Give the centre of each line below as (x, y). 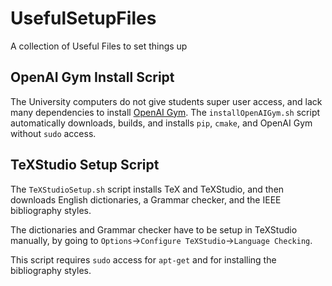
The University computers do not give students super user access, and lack (166, 101)
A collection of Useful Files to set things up (99, 46)
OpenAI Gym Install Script (92, 77)
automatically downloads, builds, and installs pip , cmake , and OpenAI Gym (161, 123)
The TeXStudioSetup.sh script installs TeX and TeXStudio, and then (147, 189)
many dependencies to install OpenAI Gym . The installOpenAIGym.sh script (165, 112)
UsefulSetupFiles (83, 18)
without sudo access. (53, 133)
